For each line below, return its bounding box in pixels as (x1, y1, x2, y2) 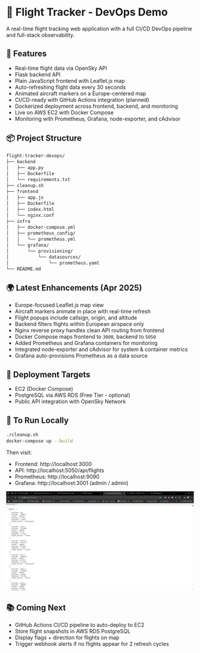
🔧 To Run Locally (6, 415, 69, 425)
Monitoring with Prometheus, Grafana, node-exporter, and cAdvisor (14, 115, 181, 122)
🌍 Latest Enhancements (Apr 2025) (6, 282, 142, 293)
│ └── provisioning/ (6, 248, 73, 254)
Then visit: (6, 449, 32, 456)
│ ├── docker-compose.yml (6, 224, 76, 230)
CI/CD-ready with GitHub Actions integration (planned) (14, 96, 149, 103)
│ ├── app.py (6, 164, 44, 170)
